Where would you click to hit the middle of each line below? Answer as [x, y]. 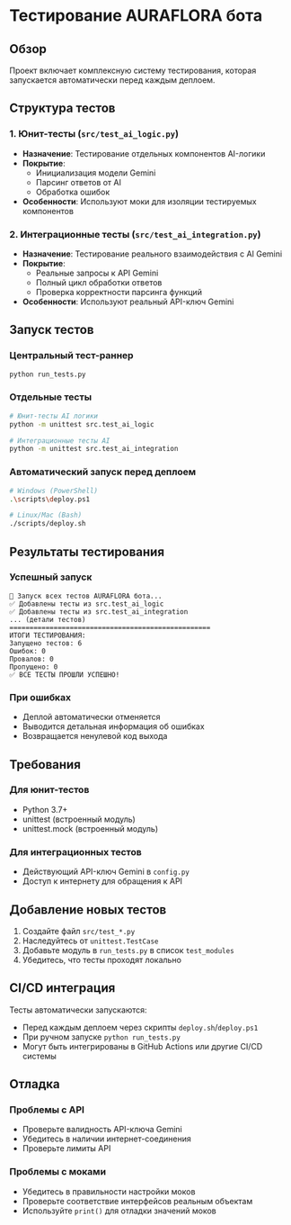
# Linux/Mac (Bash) [46, 515]
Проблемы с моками [57, 1172]
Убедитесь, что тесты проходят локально [102, 959]
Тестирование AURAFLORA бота [136, 16]
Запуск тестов [52, 330]
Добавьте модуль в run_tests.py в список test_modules [128, 950]
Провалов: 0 [31, 659]
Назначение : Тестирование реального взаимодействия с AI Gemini [152, 254]
